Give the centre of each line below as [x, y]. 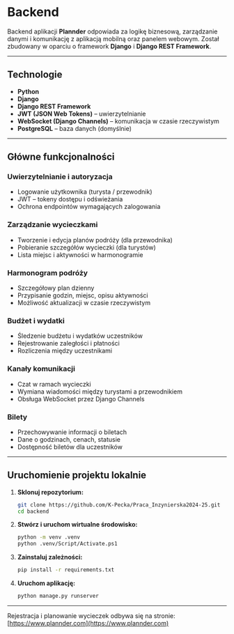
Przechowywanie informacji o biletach [72, 432]
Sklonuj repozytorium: [50, 492]
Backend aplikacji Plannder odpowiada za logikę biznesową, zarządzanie [112, 31]
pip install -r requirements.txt [66, 570]
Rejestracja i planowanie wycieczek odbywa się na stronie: [91, 616]
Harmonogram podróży [48, 272]
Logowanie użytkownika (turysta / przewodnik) [85, 192]
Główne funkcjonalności [61, 157]
